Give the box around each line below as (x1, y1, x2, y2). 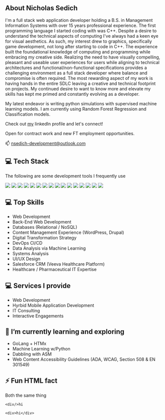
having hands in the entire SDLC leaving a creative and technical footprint (5, 80, 156, 86)
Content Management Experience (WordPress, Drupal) (12, 229, 124, 235)
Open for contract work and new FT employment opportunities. (5, 130, 135, 136)
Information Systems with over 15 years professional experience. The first (5, 22, 156, 28)
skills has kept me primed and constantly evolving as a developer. (5, 91, 140, 97)
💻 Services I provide (5, 281, 71, 290)
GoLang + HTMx (12, 341, 47, 347)
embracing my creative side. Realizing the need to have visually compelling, (5, 54, 161, 60)
